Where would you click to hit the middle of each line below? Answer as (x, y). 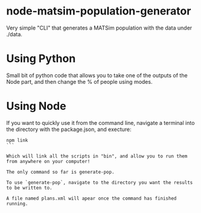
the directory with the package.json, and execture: (69, 129)
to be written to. (29, 188)
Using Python (41, 59)
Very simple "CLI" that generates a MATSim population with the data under (99, 28)
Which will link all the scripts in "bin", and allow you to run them (97, 156)
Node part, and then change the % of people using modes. (79, 81)
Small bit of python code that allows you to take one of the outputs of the (97, 75)
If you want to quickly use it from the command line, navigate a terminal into (101, 122)
